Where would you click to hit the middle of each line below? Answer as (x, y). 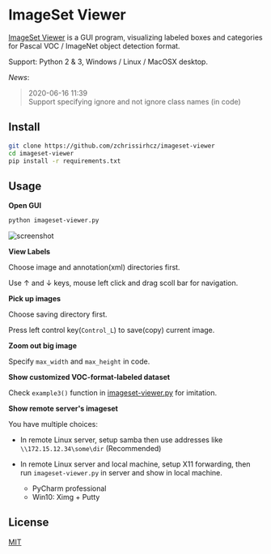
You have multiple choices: (53, 424)
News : (19, 77)
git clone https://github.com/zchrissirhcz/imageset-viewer (112, 146)
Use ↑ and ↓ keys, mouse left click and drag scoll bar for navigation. (123, 283)
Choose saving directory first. (58, 314)
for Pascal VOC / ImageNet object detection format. (94, 45)
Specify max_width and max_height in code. (79, 361)
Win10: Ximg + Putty (66, 497)
